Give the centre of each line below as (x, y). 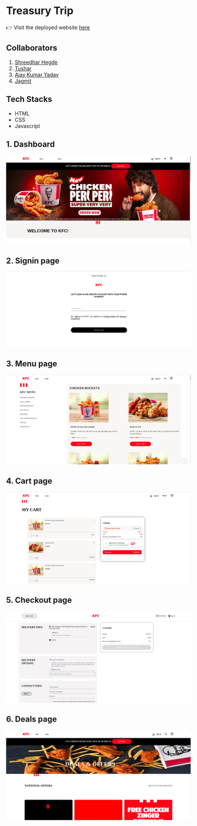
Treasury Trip (40, 11)
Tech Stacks (29, 99)
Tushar (23, 68)
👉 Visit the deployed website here (48, 27)
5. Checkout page (39, 600)
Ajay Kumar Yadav (37, 74)
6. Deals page (32, 719)
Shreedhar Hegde (36, 62)
